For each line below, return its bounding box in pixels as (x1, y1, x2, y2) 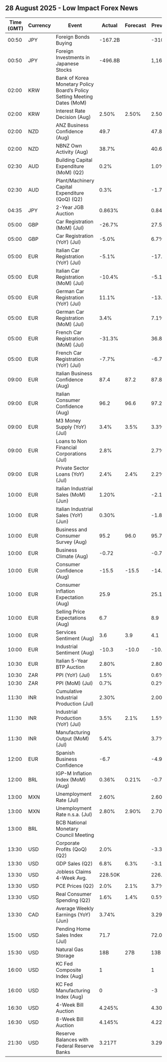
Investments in (55, 54, 90, 61)
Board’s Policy (55, 87, 89, 94)
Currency (28, 22, 51, 29)
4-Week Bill (55, 1001, 83, 1008)
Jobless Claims (55, 868, 91, 875)
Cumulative (55, 688, 83, 695)
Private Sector (55, 464, 89, 471)
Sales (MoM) (55, 491, 86, 498)
